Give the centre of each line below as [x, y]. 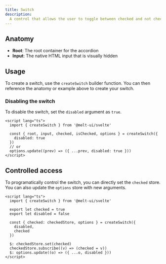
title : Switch [20, 10]
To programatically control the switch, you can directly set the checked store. [83, 182]
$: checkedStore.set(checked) [41, 244]
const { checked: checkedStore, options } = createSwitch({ [73, 223]
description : [19, 14]
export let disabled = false [40, 214]
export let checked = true [37, 210]
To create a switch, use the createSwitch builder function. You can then [78, 83]
